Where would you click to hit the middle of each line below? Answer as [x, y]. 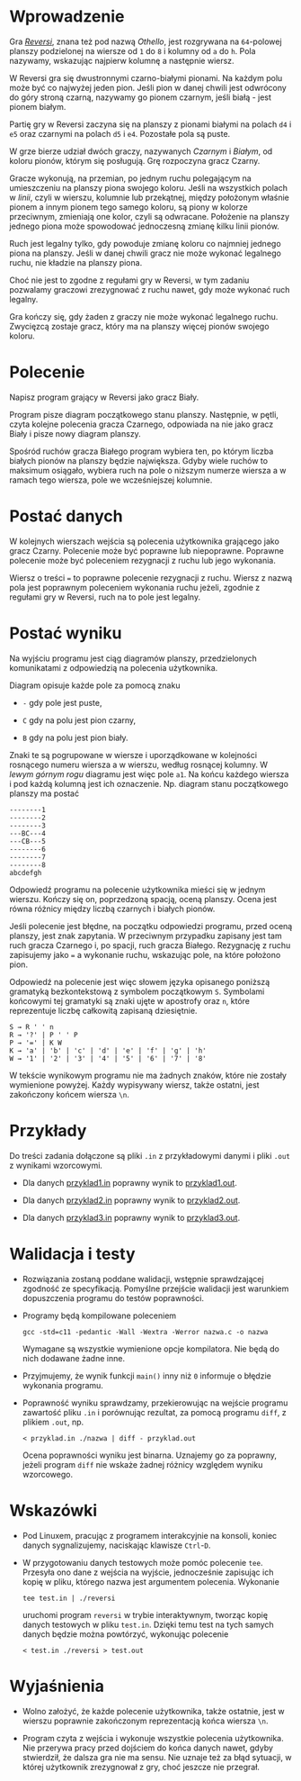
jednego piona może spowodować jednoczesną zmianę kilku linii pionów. [145, 226]
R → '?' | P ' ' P [44, 1035]
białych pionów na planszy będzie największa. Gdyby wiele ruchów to [138, 460]
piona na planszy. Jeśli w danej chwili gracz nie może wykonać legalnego [145, 253]
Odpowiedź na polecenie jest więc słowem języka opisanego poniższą [140, 981]
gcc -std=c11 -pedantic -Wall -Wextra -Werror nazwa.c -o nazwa [145, 1332]
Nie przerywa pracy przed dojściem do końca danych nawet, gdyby [148, 1748]
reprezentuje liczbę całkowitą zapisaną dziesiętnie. [103, 1010]
